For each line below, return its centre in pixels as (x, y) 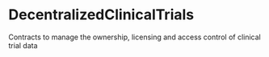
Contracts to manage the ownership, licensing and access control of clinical (134, 37)
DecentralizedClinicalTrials (101, 15)
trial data (23, 45)
